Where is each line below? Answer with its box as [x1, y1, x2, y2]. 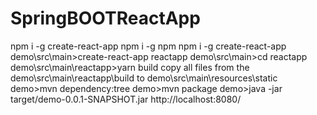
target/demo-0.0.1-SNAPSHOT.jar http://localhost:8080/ [10, 93, 242, 105]
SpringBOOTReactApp [10, 7, 201, 30]
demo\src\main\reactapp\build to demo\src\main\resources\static [10, 72, 278, 84]
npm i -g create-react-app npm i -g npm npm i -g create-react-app [10, 40, 287, 52]
